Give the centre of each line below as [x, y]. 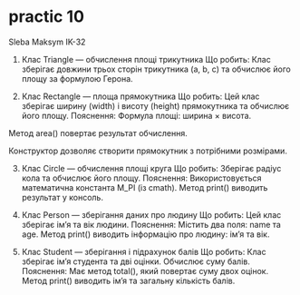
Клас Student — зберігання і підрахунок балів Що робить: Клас [144, 251]
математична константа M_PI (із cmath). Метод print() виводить [145, 187]
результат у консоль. [62, 197]
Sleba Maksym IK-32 [47, 42]
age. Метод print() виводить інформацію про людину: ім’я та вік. [145, 234]
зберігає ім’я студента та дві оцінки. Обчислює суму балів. [135, 261]
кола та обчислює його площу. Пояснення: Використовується [141, 178]
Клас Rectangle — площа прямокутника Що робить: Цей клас [140, 96]
